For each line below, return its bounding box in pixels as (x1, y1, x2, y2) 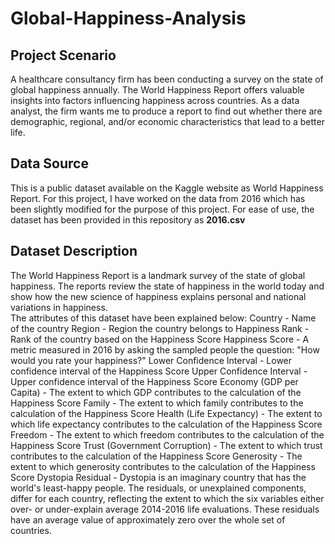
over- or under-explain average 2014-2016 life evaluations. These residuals (10, 503, 320, 515)
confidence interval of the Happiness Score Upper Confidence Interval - (10, 365, 308, 377)
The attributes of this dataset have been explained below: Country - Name (10, 312, 317, 324)
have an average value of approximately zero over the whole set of (10, 513, 286, 526)
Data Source (10, 155, 89, 172)
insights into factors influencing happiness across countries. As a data (10, 95, 300, 106)
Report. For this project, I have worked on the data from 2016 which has (10, 192, 306, 204)
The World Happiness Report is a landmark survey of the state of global (10, 269, 306, 281)
